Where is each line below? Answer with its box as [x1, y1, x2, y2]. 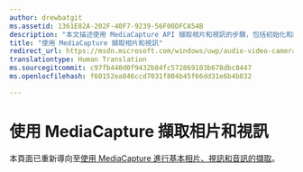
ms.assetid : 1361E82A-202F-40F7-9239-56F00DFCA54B [9, 22, 204, 31]
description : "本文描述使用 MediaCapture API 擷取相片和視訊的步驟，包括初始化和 [9, 30, 293, 39]
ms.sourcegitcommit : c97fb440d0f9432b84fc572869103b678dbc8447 [9, 64, 252, 73]
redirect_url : [9, 47, 63, 56]
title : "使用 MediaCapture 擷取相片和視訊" [9, 38, 163, 48]
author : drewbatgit [9, 13, 83, 23]
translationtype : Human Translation [9, 55, 147, 64]
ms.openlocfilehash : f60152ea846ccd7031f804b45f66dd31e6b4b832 [9, 72, 252, 81]
